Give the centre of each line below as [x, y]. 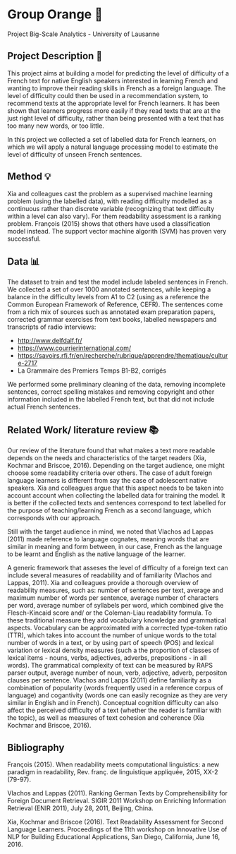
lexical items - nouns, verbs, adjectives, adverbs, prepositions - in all [107, 658]
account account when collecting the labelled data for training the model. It [116, 495]
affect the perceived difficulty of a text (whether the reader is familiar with [114, 710]
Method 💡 [29, 177]
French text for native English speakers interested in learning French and [113, 80]
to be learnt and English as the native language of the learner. [97, 554]
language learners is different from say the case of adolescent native [107, 481]
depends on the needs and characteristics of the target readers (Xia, [107, 458]
